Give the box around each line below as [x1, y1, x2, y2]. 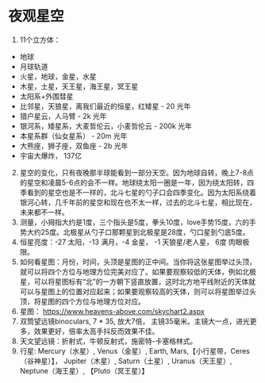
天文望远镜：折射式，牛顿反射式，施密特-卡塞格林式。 [19, 336, 198, 346]
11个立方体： [19, 35, 61, 44]
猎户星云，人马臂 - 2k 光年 [19, 111, 107, 121]
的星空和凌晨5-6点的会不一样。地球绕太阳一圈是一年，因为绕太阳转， [19, 178, 248, 187]
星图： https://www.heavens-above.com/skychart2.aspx [19, 306, 205, 316]
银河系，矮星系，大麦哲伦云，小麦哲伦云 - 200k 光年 [19, 121, 192, 131]
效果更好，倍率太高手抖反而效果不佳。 [33, 326, 159, 335]
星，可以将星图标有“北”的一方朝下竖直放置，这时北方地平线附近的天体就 [19, 277, 256, 286]
